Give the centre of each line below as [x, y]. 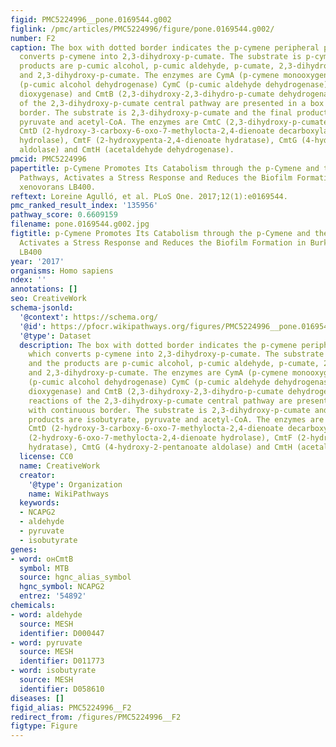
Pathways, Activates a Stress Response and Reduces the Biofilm [156, 177]
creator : [37, 475]
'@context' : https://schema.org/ [89, 317]
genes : [24, 549]
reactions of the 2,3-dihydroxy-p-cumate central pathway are [160, 401]
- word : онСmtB [42, 559]
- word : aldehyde [46, 614]
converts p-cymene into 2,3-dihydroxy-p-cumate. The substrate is [160, 57]
